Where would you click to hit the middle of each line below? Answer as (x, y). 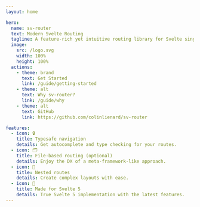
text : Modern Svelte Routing (47, 34)
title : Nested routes (43, 172)
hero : (12, 22)
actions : (22, 67)
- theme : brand (35, 72)
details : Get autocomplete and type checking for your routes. (97, 145)
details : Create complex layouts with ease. (73, 178)
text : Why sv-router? (48, 95)
